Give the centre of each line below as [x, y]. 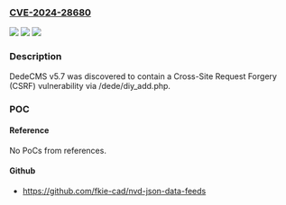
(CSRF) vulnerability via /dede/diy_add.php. [90, 85]
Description [36, 57]
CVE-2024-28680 [51, 13]
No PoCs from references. [58, 150]
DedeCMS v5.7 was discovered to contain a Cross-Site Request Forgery [143, 76]
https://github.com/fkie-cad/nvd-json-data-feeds [114, 191]
